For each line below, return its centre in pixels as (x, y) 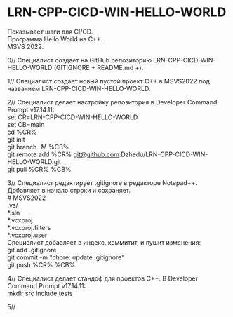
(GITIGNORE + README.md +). (99, 67)
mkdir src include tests (40, 293)
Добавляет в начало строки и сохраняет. (69, 190)
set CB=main (26, 124)
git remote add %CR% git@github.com (63, 154)
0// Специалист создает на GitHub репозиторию (80, 60)
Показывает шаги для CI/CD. (50, 32)
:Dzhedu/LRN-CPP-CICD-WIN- (164, 154)
